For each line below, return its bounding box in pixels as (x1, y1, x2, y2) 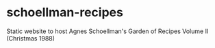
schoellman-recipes (6, 5, 124, 20)
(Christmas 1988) (6, 34, 55, 42)
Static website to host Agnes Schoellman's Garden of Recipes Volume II (6, 27, 209, 35)
